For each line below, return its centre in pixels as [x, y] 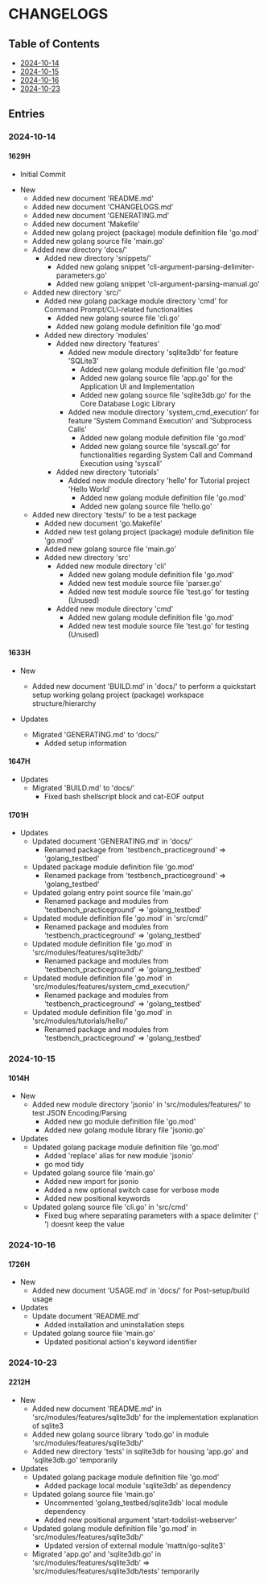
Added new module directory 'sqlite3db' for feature [153, 352]
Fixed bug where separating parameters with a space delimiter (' [151, 1215]
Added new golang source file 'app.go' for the [157, 377]
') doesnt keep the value [84, 1224]
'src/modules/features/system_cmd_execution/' [111, 987]
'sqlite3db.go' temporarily [75, 1460]
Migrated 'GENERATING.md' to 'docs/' [95, 734]
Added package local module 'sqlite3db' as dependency [138, 1485]
